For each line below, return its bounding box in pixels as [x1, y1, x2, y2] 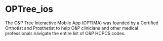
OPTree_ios [5, 3, 53, 15]
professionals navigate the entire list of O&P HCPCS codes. [5, 30, 126, 36]
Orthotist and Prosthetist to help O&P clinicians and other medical [5, 25, 138, 31]
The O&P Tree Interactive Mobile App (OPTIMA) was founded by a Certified [5, 20, 159, 26]
